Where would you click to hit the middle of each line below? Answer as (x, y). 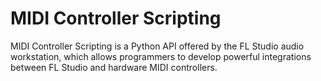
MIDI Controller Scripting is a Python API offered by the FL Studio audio (157, 46)
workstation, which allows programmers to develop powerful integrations (161, 56)
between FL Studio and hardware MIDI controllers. (114, 67)
